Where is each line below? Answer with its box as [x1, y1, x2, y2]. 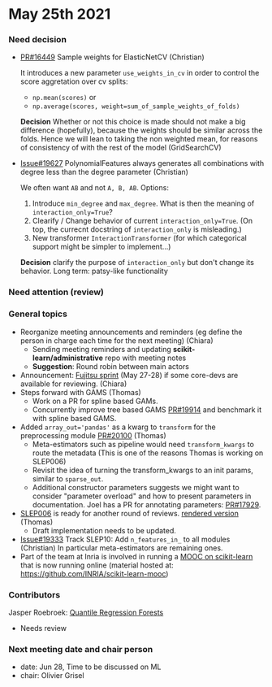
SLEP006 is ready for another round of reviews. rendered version [19, 508, 240, 518]
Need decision [8, 34, 67, 46]
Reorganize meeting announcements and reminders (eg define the [19, 327, 243, 337]
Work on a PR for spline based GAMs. [32, 396, 158, 406]
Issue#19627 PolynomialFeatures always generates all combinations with [19, 159, 265, 168]
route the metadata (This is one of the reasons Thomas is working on [32, 448, 264, 458]
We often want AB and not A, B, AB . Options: [19, 183, 169, 193]
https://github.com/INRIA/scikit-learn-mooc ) [19, 568, 169, 578]
